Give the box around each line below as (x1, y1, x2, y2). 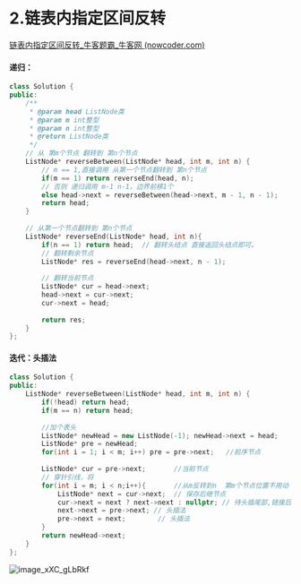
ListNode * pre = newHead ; (41, 440, 139, 449)
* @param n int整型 (29, 124, 99, 133)
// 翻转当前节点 (41, 274, 94, 283)
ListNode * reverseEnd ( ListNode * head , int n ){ (25, 232, 202, 241)
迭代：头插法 (9, 352, 56, 363)
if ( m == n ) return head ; (41, 406, 134, 415)
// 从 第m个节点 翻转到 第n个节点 (25, 149, 138, 158)
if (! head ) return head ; (41, 398, 130, 408)
